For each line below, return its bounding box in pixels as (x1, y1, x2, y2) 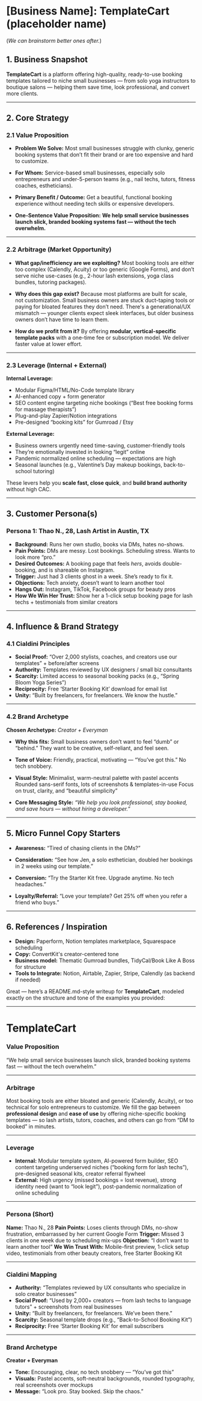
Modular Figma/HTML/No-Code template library (14, 386, 135, 394)
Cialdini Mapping (6, 1270, 57, 1278)
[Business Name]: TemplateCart (6, 4, 170, 18)
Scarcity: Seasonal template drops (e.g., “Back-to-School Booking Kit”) (14, 1316, 192, 1323)
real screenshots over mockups (14, 1381, 93, 1389)
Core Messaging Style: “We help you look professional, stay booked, (14, 799, 188, 806)
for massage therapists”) (14, 406, 77, 413)
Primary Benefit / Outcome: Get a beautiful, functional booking (14, 194, 173, 201)
